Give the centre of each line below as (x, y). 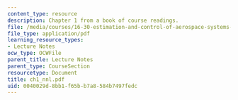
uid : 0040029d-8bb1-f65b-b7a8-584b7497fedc (73, 86)
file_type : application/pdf (49, 33)
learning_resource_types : (45, 40)
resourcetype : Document (42, 73)
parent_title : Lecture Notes (50, 60)
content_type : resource (42, 14)
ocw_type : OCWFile (34, 54)
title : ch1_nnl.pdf (36, 79)
